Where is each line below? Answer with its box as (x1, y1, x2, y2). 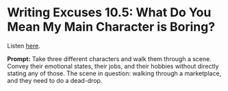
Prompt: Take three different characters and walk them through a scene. (7, 54, 212, 62)
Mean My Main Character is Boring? (7, 19, 216, 35)
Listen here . (7, 41, 41, 50)
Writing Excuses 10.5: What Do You (7, 5, 212, 20)
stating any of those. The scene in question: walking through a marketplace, (7, 69, 222, 77)
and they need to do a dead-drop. (7, 76, 103, 84)
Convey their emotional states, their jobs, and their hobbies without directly (7, 62, 219, 70)
